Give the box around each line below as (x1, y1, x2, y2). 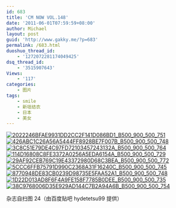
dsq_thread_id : (6, 59, 45, 65)
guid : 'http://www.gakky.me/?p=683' (6, 37, 98, 43)
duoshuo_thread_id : (6, 48, 55, 54)
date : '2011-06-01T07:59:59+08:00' (6, 20, 96, 26)
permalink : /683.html (6, 43, 61, 49)
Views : (6, 70, 23, 76)
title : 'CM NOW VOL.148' (6, 14, 69, 20)
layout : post (6, 31, 39, 37)
